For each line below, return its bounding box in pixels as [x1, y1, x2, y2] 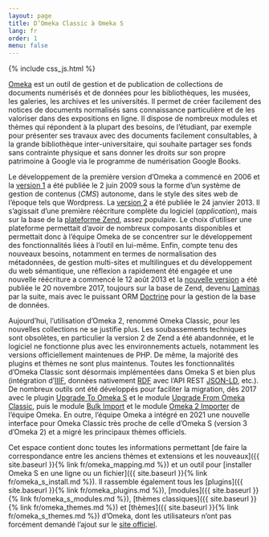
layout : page [8, 11, 52, 20]
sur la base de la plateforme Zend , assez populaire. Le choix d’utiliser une [8, 215, 252, 225]
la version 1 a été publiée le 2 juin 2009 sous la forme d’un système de [8, 180, 241, 190]
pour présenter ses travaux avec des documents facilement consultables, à [8, 130, 258, 141]
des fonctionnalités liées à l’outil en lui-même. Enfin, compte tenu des [8, 241, 238, 250]
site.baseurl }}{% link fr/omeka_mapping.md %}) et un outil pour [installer [8, 460, 252, 469]
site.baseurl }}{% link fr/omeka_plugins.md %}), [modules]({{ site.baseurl [8, 485, 251, 495]
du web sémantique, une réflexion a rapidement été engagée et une [8, 266, 233, 276]
